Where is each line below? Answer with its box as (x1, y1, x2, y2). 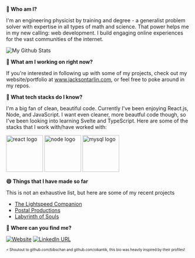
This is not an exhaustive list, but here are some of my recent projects (6, 189, 175, 196)
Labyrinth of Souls (14, 213, 59, 220)
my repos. (6, 82, 31, 89)
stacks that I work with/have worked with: (6, 124, 107, 130)
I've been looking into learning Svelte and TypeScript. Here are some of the (6, 117, 189, 124)
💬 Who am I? (6, 6, 37, 12)
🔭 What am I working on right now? (6, 59, 93, 65)
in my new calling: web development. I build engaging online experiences (6, 29, 184, 36)
